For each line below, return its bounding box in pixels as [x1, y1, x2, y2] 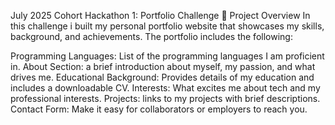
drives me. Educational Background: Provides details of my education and [10, 71, 315, 83]
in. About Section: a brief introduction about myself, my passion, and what [10, 61, 316, 72]
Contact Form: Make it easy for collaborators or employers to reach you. [10, 103, 308, 115]
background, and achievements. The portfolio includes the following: [10, 31, 293, 42]
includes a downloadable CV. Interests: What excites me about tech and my [10, 82, 321, 94]
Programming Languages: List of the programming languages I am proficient [10, 50, 325, 62]
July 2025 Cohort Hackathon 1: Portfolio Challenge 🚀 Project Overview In [10, 10, 311, 21]
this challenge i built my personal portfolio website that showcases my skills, [10, 20, 325, 32]
